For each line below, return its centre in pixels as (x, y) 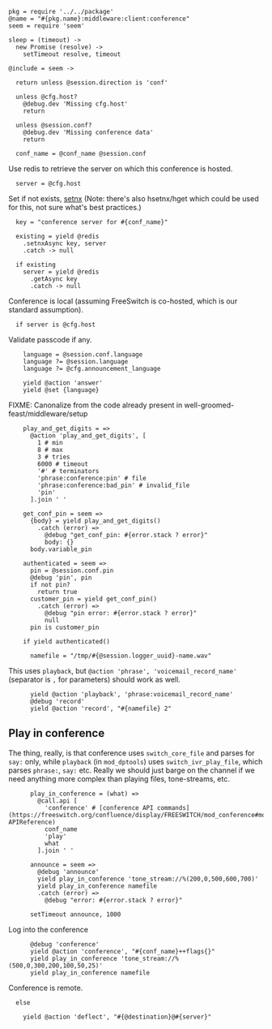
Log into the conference (49, 929)
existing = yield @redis (57, 236)
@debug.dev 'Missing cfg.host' (76, 104)
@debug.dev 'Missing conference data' (88, 132)
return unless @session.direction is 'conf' (92, 83)
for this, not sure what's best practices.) (75, 207)
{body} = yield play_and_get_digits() (95, 521)
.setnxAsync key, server (65, 243)
